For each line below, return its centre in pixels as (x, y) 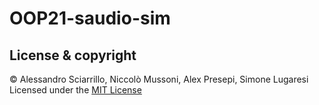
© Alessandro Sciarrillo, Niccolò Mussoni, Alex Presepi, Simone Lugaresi (159, 79)
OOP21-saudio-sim (90, 18)
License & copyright (73, 55)
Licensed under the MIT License (75, 90)
